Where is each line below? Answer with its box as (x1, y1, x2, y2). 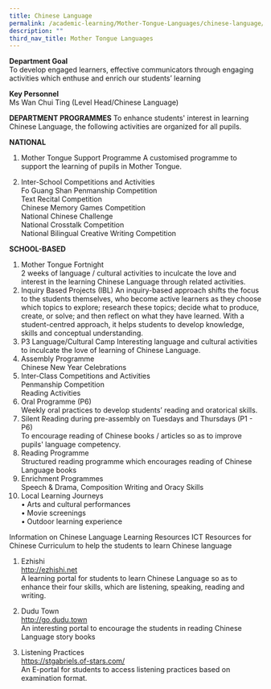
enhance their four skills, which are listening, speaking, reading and (20, 582, 244, 592)
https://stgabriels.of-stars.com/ (20, 656, 125, 666)
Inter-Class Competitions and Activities (20, 371, 151, 381)
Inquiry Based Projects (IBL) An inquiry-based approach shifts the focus (20, 285, 260, 295)
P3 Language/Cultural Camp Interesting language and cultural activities (20, 337, 258, 347)
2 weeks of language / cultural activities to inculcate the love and (20, 268, 236, 278)
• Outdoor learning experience (20, 517, 123, 526)
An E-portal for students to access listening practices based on (20, 665, 231, 674)
